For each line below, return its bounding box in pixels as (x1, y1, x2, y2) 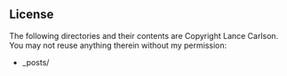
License (9, 7, 54, 22)
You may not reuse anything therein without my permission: (9, 40, 227, 50)
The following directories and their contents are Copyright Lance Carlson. (9, 30, 279, 41)
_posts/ (21, 57, 50, 67)
